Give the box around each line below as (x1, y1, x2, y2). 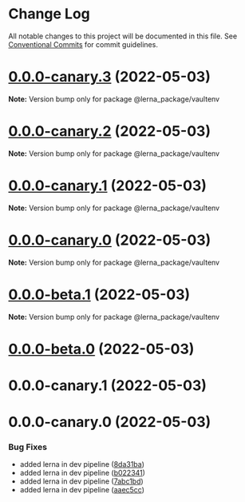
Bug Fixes (8, 441, 48, 452)
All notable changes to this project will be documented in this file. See (8, 31, 238, 41)
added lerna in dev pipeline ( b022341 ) (19, 468, 146, 478)
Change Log (8, 5, 90, 23)
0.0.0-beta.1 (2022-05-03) (8, 285, 191, 304)
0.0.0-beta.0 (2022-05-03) (8, 340, 195, 358)
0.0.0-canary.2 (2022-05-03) (8, 122, 211, 141)
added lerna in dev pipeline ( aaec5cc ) (19, 485, 145, 495)
